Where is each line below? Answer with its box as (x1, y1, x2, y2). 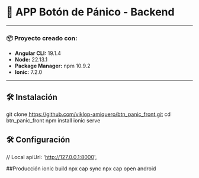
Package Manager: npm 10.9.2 (14, 62, 91, 70)
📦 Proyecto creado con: (6, 34, 78, 42)
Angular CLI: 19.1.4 (14, 50, 61, 57)
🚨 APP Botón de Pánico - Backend (6, 5, 175, 19)
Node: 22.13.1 (14, 56, 48, 63)
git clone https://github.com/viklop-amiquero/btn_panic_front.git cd (6, 111, 171, 118)
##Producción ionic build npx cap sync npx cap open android (6, 165, 156, 172)
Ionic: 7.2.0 (14, 69, 43, 76)
